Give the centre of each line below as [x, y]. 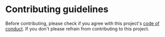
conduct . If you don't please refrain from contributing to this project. [77, 28]
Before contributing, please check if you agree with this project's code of [82, 23]
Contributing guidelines [57, 9]
